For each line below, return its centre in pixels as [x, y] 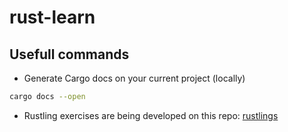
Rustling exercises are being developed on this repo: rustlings [151, 115]
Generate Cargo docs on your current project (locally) [134, 78]
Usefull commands [69, 54]
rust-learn [52, 17]
